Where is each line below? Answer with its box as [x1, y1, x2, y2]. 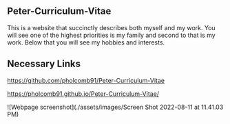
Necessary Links [7, 58, 81, 70]
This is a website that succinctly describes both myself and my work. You [7, 23, 216, 32]
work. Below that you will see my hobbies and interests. [7, 38, 165, 47]
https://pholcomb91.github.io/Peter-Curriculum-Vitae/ [7, 89, 160, 98]
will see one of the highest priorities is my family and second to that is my [7, 31, 216, 39]
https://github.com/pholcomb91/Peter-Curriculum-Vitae [7, 76, 165, 84]
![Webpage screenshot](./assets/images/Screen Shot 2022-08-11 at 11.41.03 [7, 103, 224, 111]
